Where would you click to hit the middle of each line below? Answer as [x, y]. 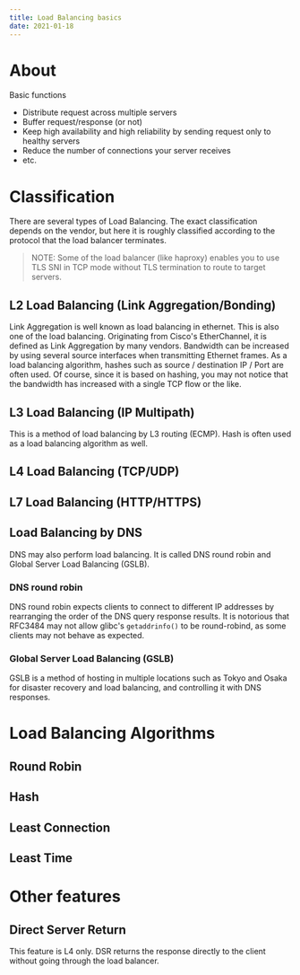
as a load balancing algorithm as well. [79, 444]
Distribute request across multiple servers [99, 112]
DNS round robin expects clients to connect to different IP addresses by [142, 606]
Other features [65, 896]
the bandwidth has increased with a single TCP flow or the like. [125, 384]
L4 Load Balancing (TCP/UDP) [94, 472]
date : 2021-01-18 [42, 26]
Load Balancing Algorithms [112, 733]
